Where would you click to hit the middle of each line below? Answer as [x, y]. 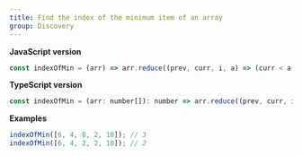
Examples [28, 118]
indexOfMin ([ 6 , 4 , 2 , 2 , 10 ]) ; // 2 [78, 143]
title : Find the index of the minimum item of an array [116, 17]
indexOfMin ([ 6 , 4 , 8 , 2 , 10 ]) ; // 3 [78, 135]
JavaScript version [45, 51]
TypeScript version [46, 85]
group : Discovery [42, 26]
